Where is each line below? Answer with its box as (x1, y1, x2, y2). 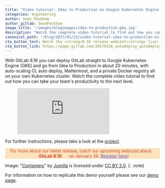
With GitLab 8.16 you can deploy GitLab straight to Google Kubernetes (5, 57, 146, 63)
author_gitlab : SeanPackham (5, 21, 63, 26)
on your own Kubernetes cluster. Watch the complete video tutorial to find (5, 73, 155, 79)
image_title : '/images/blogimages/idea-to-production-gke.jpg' (5, 26, 137, 31)
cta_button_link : (5, 44, 41, 49)
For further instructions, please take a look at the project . (5, 138, 120, 144)
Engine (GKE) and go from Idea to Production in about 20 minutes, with (5, 63, 149, 68)
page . (5, 177, 17, 183)
